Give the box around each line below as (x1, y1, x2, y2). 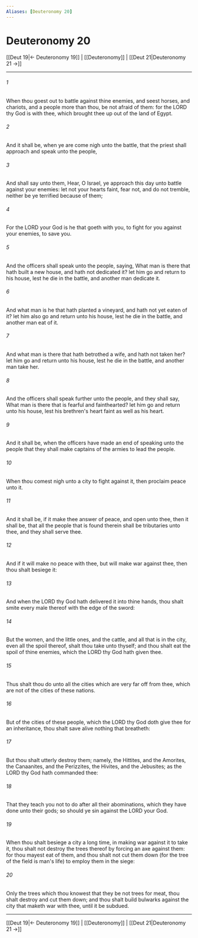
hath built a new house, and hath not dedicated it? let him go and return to (6, 268, 186, 275)
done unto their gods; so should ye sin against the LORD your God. (6, 807, 169, 815)
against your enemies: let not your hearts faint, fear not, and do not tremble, (6, 186, 190, 193)
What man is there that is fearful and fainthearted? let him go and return (6, 401, 181, 408)
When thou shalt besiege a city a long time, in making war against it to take (6, 839, 189, 846)
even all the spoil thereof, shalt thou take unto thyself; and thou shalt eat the (6, 642, 191, 649)
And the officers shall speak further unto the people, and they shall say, (6, 395, 180, 402)
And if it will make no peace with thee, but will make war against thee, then (6, 560, 187, 567)
